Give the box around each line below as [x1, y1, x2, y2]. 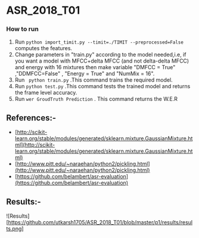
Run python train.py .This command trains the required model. [14, 76, 173, 84]
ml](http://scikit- [14, 141, 55, 149]
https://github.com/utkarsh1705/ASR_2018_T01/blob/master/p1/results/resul [8, 219, 192, 226]
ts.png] [6, 225, 24, 233]
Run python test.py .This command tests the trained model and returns [14, 83, 191, 90]
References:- [6, 113, 57, 123]
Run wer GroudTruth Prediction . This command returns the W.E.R [14, 95, 178, 103]
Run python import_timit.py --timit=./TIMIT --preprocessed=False [14, 38, 184, 45]
